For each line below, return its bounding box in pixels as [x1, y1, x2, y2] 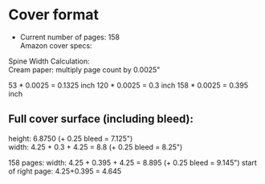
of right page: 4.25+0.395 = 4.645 [8, 166, 122, 176]
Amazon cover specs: [19, 40, 92, 50]
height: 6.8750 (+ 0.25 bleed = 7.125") [8, 133, 133, 143]
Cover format [8, 6, 99, 24]
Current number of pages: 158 [19, 32, 120, 42]
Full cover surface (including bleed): [8, 112, 194, 126]
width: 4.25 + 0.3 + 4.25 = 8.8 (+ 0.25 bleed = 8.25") [8, 142, 183, 152]
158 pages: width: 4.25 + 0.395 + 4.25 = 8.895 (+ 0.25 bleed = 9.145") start [8, 157, 257, 167]
